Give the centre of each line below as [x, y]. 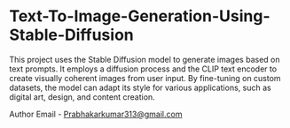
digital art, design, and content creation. [82, 97]
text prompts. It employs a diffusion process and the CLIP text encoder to [143, 69]
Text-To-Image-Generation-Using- [140, 16]
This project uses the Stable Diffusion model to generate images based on [145, 59]
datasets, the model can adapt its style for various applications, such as [141, 87]
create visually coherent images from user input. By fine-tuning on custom [145, 78]
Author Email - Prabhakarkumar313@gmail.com [96, 114]
